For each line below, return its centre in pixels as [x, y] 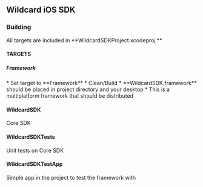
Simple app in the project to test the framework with [71, 177]
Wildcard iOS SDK [41, 10]
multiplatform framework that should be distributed [70, 96]
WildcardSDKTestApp [35, 164]
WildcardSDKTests [31, 137]
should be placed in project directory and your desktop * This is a [88, 89]
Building [19, 27]
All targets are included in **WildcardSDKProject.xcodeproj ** [84, 40]
